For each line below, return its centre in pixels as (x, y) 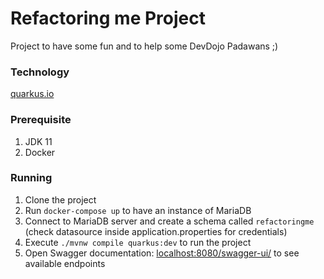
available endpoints (65, 263)
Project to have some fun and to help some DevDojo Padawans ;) (144, 46)
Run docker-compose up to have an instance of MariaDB (138, 210)
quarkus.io (32, 94)
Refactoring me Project (108, 18)
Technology (40, 72)
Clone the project (60, 199)
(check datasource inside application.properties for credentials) (156, 231)
